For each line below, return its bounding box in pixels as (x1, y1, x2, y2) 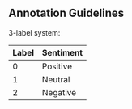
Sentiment (41, 47, 83, 58)
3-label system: (8, 27, 61, 37)
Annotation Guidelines (8, 6, 124, 20)
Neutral (41, 73, 70, 85)
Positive (41, 61, 73, 72)
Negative (41, 86, 77, 98)
